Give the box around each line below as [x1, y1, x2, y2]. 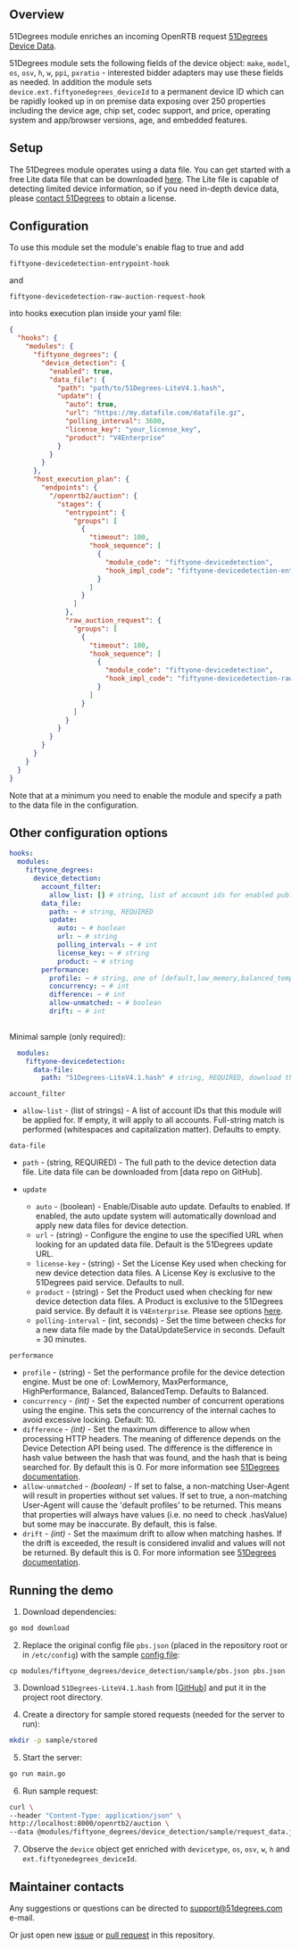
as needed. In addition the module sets [9, 76, 153, 88]
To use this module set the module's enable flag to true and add [9, 242, 244, 253]
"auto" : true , [65, 400, 118, 409]
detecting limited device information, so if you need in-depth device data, [9, 183, 279, 194]
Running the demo [9, 1583, 114, 1598]
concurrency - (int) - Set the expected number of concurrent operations [21, 1395, 285, 1406]
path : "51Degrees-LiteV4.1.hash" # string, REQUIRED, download [41, 1074, 281, 1083]
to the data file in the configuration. [9, 799, 139, 810]
